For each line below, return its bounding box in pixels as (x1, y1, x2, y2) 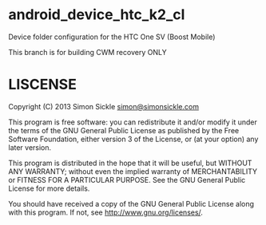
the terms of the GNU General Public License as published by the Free (8, 125, 240, 135)
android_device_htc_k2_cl (8, 6, 185, 24)
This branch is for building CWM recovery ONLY (8, 47, 167, 57)
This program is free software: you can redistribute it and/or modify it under (8, 117, 257, 127)
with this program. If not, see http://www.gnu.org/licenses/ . (8, 207, 204, 217)
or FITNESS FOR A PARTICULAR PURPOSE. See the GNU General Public (8, 175, 246, 184)
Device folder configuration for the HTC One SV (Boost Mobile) (8, 32, 216, 41)
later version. (8, 142, 52, 152)
